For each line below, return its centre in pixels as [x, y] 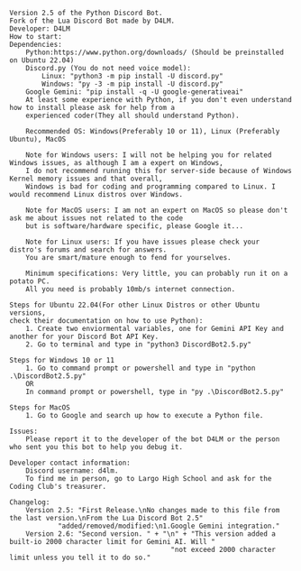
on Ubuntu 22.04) [42, 60]
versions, [28, 313]
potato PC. [30, 281]
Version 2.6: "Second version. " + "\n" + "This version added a [151, 534]
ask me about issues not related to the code [96, 218]
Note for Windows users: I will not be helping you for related [149, 155]
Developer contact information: [70, 463]
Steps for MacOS [40, 408]
